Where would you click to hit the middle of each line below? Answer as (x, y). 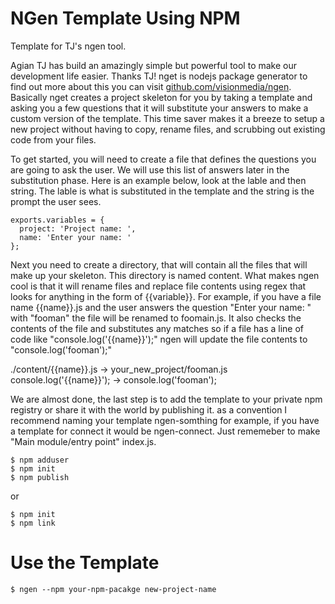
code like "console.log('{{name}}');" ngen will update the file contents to (159, 339)
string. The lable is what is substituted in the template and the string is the (162, 191)
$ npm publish (40, 477)
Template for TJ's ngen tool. (68, 46)
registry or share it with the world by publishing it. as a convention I (149, 409)
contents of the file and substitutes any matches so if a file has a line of (157, 328)
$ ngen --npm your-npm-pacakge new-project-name (113, 589)
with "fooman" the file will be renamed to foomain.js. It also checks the (156, 318)
